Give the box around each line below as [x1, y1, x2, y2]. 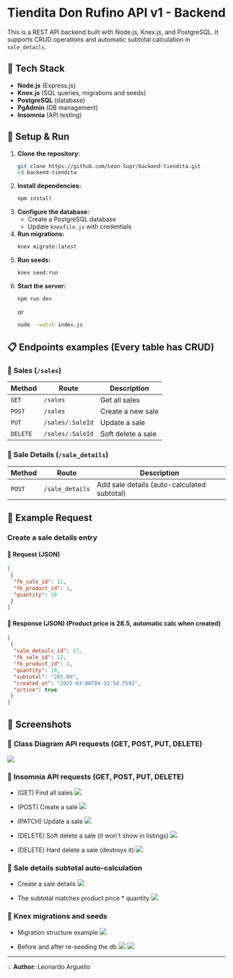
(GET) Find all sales [17, 788, 74, 797]
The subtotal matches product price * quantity [17, 894, 150, 902]
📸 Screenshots [7, 718, 72, 730]
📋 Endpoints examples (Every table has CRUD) [7, 342, 215, 354]
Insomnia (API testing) [17, 110, 82, 119]
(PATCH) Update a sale [17, 818, 83, 826]
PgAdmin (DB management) [17, 103, 98, 112]
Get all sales [100, 395, 140, 405]
